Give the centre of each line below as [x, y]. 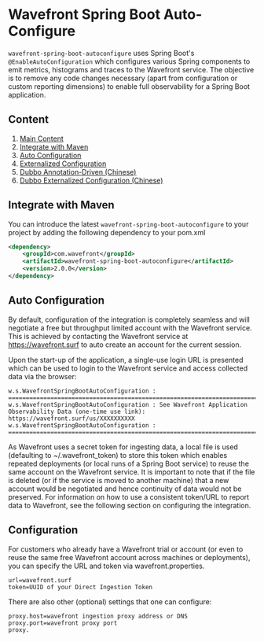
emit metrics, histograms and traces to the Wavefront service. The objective [131, 69]
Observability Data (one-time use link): [77, 411]
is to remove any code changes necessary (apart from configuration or [123, 78]
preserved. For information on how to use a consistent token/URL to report [129, 496]
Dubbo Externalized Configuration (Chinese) [91, 180]
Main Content [42, 138]
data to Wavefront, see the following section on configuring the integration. [130, 505]
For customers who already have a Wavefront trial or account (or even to [126, 549]
